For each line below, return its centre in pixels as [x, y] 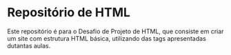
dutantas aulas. [29, 45]
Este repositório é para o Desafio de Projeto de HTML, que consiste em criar [115, 31]
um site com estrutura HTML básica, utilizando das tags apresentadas [107, 38]
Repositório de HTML [69, 13]
